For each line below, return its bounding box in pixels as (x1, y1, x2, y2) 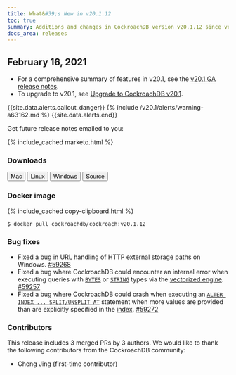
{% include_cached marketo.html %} (7, 138, 114, 146)
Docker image (7, 191, 56, 201)
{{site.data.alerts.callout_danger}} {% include (7, 103, 138, 112)
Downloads (7, 155, 47, 165)
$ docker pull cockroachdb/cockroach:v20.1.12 (7, 220, 146, 227)
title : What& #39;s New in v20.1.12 (7, 10, 112, 18)
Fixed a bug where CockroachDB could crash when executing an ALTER (17, 290, 223, 298)
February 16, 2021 (7, 56, 87, 68)
